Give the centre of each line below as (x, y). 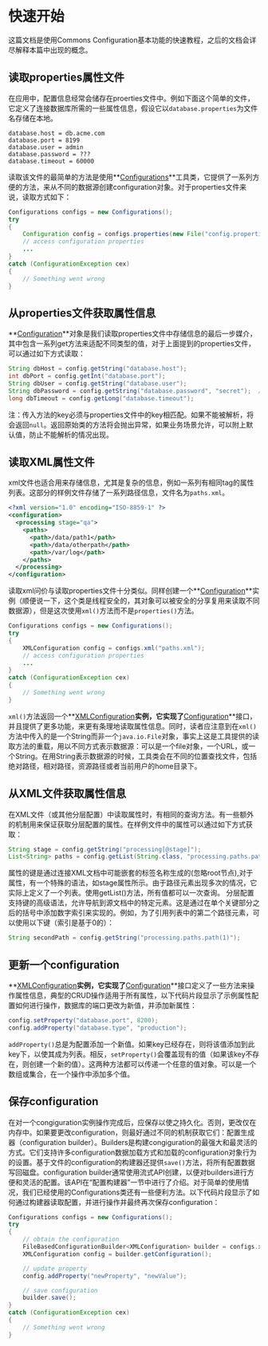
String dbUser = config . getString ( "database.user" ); (98, 384)
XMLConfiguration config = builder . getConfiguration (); (118, 1254)
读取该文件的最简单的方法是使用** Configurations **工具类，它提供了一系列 (130, 177)
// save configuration (60, 1290)
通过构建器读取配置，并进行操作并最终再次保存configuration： (117, 1202)
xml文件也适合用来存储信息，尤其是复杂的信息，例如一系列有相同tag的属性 (131, 482)
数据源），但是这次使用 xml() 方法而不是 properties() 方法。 (103, 611)
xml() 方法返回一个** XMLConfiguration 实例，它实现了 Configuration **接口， (132, 716)
